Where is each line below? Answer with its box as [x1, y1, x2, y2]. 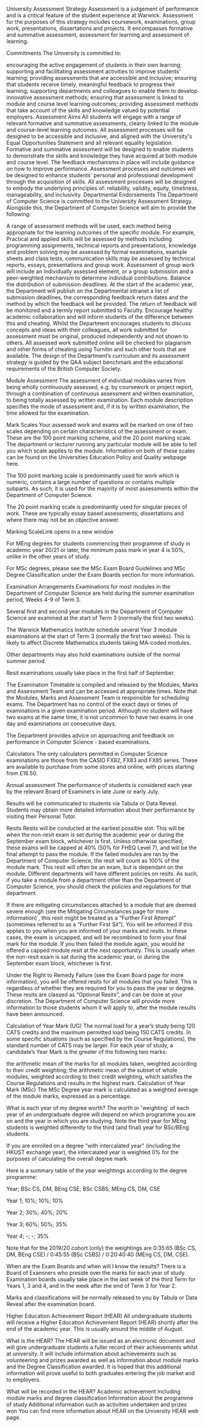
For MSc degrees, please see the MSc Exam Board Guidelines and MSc [6, 565, 186, 572]
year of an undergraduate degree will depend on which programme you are [6, 1111, 196, 1118]
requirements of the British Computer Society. [6, 365, 122, 372]
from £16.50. [6, 769, 38, 777]
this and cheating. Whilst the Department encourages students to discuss [6, 320, 191, 327]
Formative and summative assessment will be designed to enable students [6, 146, 194, 153]
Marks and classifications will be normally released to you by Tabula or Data [6, 1294, 198, 1301]
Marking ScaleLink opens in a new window [6, 528, 114, 535]
